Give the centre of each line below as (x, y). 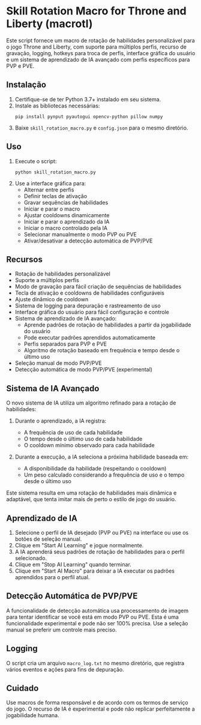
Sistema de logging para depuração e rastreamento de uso (88, 306)
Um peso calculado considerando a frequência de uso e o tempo (104, 475)
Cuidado (22, 688)
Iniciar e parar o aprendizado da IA (67, 221)
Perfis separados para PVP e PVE (65, 344)
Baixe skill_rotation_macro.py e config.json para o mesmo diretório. (101, 128)
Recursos (25, 259)
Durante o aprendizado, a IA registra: (61, 421)
